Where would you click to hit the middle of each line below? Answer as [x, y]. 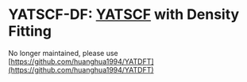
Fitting [30, 31]
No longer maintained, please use [63, 53]
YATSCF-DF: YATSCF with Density [124, 15]
